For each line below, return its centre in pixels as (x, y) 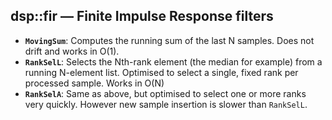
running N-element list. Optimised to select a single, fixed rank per (161, 72)
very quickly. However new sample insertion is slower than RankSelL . (166, 104)
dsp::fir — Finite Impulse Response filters (142, 16)
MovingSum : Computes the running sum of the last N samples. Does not (169, 40)
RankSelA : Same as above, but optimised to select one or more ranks (165, 93)
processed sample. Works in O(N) (94, 83)
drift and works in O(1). (72, 51)
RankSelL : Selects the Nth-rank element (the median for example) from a (173, 61)
